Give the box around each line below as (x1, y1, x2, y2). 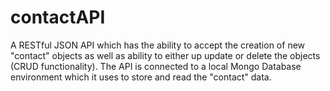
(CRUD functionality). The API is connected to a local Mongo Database (10, 60, 302, 72)
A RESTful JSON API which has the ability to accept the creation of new (10, 39, 306, 51)
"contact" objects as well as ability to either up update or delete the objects (10, 49, 321, 61)
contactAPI (10, 6, 106, 29)
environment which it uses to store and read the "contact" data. (10, 71, 272, 83)
